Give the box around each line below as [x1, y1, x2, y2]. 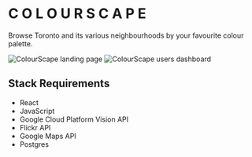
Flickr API [19, 122, 51, 132]
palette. [8, 38, 33, 48]
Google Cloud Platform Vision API [19, 115, 128, 124]
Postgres [19, 139, 50, 149]
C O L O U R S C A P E [8, 5, 146, 23]
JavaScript [19, 106, 55, 115]
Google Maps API [19, 131, 76, 141]
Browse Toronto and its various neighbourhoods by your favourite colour [8, 31, 244, 40]
